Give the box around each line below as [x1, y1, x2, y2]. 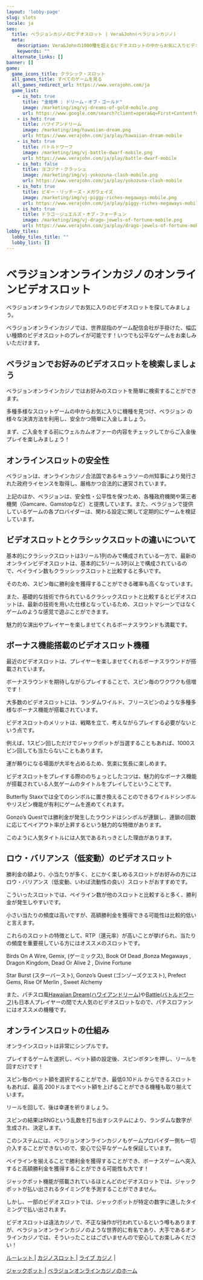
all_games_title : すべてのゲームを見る [11, 76, 103, 82]
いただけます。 [6, 340, 43, 347]
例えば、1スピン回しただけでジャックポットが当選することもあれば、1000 [6, 739, 190, 746]
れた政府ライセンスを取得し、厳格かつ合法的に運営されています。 [6, 480, 170, 487]
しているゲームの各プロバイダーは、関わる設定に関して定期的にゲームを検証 [6, 508, 196, 515]
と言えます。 [6, 919, 38, 926]
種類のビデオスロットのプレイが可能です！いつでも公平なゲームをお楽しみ [11, 332, 197, 339]
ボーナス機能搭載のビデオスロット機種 [6, 640, 149, 651]
